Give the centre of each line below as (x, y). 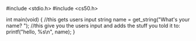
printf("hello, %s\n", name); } (41, 32)
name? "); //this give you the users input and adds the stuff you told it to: (93, 26)
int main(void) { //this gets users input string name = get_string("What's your (98, 19)
